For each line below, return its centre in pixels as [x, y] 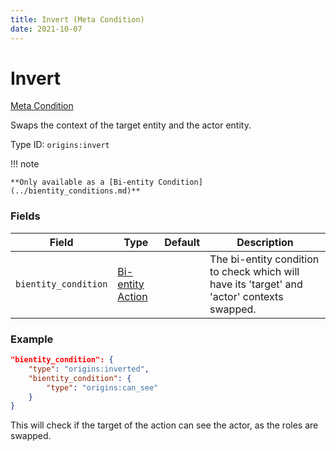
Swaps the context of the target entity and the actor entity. [131, 125]
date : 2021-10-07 [46, 29]
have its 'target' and [256, 284]
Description [265, 242]
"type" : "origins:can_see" [102, 387]
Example [32, 339]
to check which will [254, 271]
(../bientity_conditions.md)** [75, 191]
